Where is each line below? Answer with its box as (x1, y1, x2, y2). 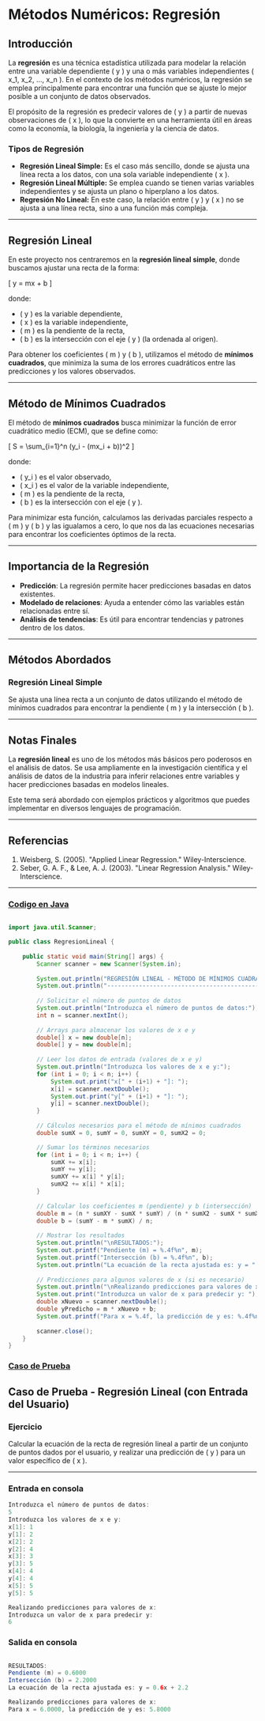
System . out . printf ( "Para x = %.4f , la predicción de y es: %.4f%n (36, 1312, 259, 1320)
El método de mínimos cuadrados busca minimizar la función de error (8, 418, 237, 427)
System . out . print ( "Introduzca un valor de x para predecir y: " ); (36, 1291, 259, 1299)
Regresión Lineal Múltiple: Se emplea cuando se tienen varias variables (19, 178, 255, 187)
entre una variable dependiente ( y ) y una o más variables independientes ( (8, 66, 255, 76)
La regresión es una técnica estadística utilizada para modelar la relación (8, 58, 247, 67)
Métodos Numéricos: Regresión (8, 6, 221, 24)
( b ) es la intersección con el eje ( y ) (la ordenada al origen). (19, 335, 218, 344)
